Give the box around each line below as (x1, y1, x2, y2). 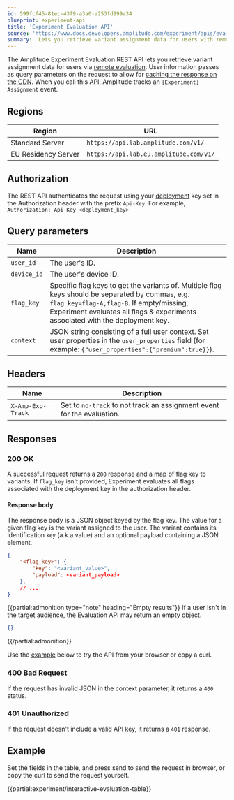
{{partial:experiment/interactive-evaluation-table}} (7, 784, 152, 793)
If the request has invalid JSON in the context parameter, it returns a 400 (7, 684, 214, 692)
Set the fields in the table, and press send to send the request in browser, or (7, 763, 225, 772)
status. (7, 691, 27, 699)
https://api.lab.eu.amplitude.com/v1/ (86, 150, 215, 158)
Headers (7, 368, 45, 379)
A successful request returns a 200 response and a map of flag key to (7, 470, 207, 479)
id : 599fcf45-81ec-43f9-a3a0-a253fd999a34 (7, 10, 132, 17)
